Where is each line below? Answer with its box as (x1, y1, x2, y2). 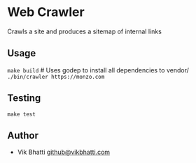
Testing (7, 92, 41, 104)
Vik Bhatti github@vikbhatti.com (17, 148, 111, 157)
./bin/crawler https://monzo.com (7, 73, 105, 80)
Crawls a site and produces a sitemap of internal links (7, 27, 162, 36)
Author (7, 130, 38, 141)
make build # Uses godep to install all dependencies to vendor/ (7, 65, 189, 74)
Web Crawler (7, 4, 85, 20)
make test (7, 111, 36, 118)
